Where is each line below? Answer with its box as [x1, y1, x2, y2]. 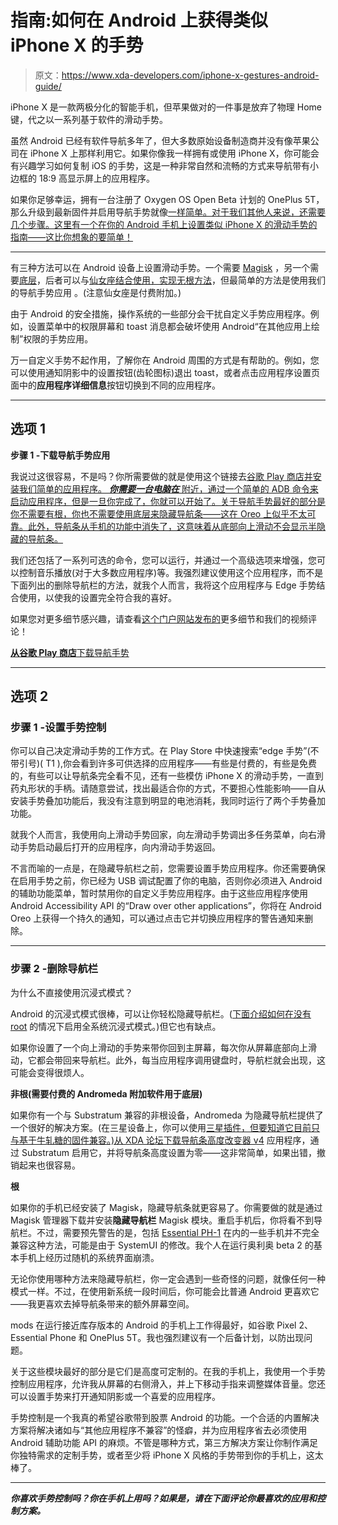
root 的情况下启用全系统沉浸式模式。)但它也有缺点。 [10, 1020, 222, 1032]
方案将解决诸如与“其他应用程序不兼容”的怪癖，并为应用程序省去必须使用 [10, 1424, 308, 1436]
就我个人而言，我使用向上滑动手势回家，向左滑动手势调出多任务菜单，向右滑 [10, 829, 326, 841]
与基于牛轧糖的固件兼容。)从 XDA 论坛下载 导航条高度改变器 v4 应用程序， [10, 1134, 311, 1146]
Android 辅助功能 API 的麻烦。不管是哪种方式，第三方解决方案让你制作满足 [10, 1436, 319, 1448]
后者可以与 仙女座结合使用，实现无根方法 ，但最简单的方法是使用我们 [44, 274, 326, 286]
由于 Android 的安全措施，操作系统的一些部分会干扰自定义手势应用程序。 [10, 307, 311, 320]
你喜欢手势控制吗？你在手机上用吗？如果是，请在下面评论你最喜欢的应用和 [10, 1492, 317, 1504]
